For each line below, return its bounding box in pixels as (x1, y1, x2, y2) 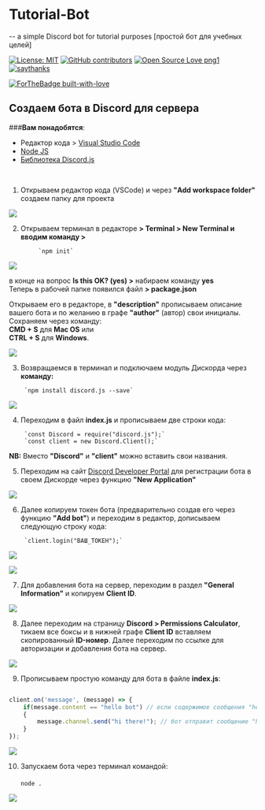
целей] (9, 39, 32, 49)
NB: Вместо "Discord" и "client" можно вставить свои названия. (9, 451, 228, 460)
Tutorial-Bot (9, 6, 90, 24)
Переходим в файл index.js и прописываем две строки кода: (20, 415, 226, 425)
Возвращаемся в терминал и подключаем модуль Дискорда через (20, 362, 247, 372)
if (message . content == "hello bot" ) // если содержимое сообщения (23, 703, 245, 711)
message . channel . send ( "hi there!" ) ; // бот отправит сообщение (37, 718, 248, 726)
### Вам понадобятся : (9, 122, 86, 132)
